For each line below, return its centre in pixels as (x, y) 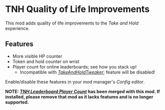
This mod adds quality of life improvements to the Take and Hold (72, 23)
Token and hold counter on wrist (46, 61)
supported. (17, 102)
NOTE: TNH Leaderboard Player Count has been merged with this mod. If (82, 91)
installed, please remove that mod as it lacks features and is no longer (79, 96)
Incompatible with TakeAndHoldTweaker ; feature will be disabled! (87, 72)
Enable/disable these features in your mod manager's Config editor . (75, 81)
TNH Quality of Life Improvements (77, 9)
